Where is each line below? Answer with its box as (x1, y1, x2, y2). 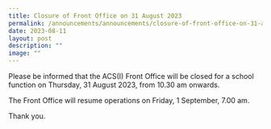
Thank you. (8, 111, 46, 121)
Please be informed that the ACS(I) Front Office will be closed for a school (8, 72, 254, 81)
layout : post (8, 34, 52, 43)
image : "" (8, 49, 42, 57)
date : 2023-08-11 (8, 27, 67, 35)
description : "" (8, 42, 63, 50)
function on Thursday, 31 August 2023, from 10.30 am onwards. (8, 80, 220, 89)
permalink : (8, 19, 45, 27)
